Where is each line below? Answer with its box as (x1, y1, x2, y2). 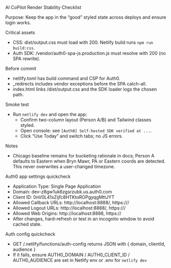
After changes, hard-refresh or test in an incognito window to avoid (12, 216, 155, 222)
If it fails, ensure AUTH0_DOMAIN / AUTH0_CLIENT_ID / (12, 252, 130, 258)
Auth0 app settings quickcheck (5, 173, 71, 179)
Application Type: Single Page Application (12, 183, 101, 189)
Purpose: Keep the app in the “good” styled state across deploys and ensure (5, 14, 166, 20)
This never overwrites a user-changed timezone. (12, 164, 115, 170)
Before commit (5, 66, 37, 71)
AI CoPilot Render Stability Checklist (5, 5, 82, 10)
